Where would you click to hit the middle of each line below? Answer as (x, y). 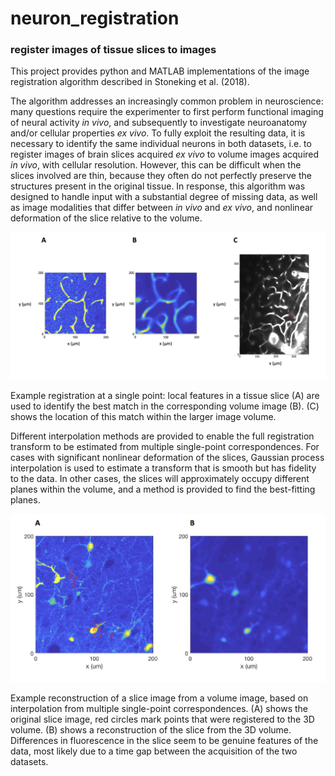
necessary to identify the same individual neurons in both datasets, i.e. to (161, 144)
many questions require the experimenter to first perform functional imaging (167, 112)
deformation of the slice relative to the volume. (106, 218)
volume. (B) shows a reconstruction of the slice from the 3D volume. (151, 730)
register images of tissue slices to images (113, 50)
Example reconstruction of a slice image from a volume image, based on (159, 698)
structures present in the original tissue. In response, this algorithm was (158, 186)
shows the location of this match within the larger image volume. (143, 416)
